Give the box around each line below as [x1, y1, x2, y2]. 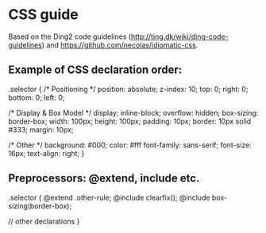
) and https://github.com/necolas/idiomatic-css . [41, 40, 199, 49]
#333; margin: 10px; [8, 124, 74, 134]
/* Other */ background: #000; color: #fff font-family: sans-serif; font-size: [8, 140, 252, 150]
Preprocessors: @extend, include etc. [8, 172, 200, 185]
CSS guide [8, 6, 79, 24]
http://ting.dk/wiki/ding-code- [130, 32, 229, 41]
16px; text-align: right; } [8, 148, 85, 158]
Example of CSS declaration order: [8, 63, 183, 77]
